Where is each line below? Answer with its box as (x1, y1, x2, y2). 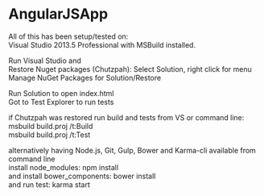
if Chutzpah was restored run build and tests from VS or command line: (8, 112, 245, 122)
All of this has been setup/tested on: (8, 31, 129, 41)
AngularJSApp (8, 5, 109, 23)
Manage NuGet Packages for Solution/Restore (8, 73, 162, 82)
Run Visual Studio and (8, 56, 82, 65)
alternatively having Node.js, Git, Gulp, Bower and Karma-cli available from (8, 145, 256, 155)
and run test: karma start (8, 179, 91, 190)
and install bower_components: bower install (8, 171, 156, 181)
